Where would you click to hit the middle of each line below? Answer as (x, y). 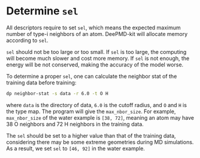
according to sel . (28, 40)
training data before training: (41, 83)
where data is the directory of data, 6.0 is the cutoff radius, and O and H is (97, 105)
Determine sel (43, 11)
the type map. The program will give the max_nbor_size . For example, (91, 111)
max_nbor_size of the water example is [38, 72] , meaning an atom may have (100, 117)
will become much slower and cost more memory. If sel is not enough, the (98, 58)
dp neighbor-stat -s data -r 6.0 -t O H (57, 93)
